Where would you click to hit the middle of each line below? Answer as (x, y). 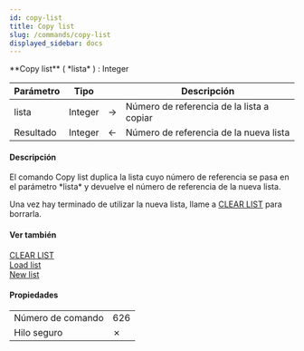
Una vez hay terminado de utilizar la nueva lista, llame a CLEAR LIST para (146, 204)
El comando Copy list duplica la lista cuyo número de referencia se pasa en (149, 177)
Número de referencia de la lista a (197, 107)
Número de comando (59, 317)
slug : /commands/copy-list (60, 34)
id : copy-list (36, 18)
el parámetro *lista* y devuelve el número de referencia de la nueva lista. (145, 187)
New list (24, 274)
